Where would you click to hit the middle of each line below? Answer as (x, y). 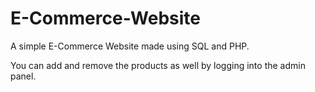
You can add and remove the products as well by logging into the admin (158, 65)
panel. (23, 76)
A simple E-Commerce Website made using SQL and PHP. (130, 46)
